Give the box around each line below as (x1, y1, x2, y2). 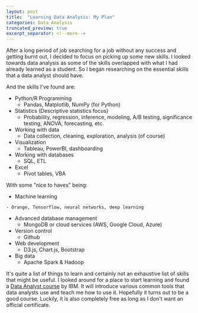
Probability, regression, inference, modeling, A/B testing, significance (23, 113, 193, 121)
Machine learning (14, 193, 57, 200)
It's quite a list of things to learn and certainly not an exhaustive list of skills (6, 270, 189, 278)
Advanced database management (14, 215, 98, 222)
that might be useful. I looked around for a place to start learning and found (6, 276, 190, 283)
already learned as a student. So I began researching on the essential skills (6, 66, 189, 73)
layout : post (6, 8, 38, 15)
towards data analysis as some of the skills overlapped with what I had (6, 60, 178, 67)
